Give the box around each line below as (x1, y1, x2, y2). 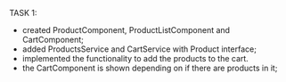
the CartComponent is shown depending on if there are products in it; (21, 62, 278, 73)
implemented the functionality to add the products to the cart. (21, 53, 249, 63)
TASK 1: (9, 8, 37, 18)
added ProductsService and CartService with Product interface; (21, 44, 257, 54)
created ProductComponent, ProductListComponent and (21, 25, 230, 35)
